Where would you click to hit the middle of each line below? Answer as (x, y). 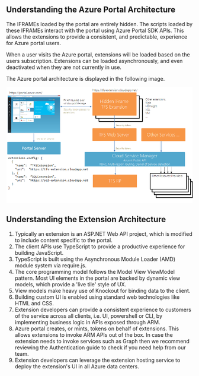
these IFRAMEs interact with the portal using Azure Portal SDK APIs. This (95, 30)
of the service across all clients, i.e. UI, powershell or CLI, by (89, 316)
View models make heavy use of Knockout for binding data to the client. (102, 290)
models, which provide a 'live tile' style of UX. (70, 284)
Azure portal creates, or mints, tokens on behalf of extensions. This (97, 328)
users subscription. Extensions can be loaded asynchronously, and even (94, 61)
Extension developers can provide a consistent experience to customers (103, 309)
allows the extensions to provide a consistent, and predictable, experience (97, 37)
